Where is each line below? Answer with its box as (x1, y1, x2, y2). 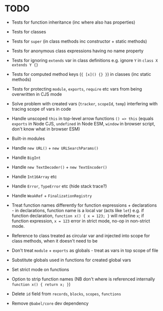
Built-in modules (11, 135, 45, 141)
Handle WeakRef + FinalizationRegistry (11, 192, 92, 198)
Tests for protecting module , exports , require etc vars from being (11, 86, 142, 92)
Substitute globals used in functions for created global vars (11, 257, 131, 263)
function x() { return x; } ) (11, 281, 71, 287)
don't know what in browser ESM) (11, 126, 80, 132)
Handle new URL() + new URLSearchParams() (11, 145, 99, 151)
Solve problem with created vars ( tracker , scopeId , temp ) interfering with (11, 100, 158, 106)
